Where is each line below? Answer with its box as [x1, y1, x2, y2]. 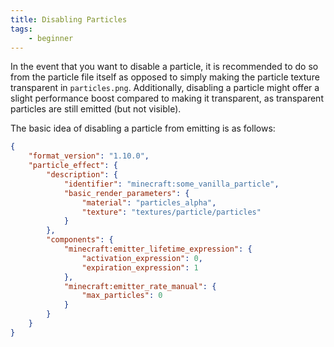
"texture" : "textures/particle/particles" [81, 207, 262, 217]
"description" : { [46, 170, 118, 180]
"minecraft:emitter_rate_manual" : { [63, 281, 217, 291]
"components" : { [46, 235, 114, 245]
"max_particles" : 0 [81, 291, 163, 301]
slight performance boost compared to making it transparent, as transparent [10, 92, 324, 105]
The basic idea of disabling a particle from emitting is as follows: [10, 122, 276, 135]
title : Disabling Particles [10, 14, 128, 25]
